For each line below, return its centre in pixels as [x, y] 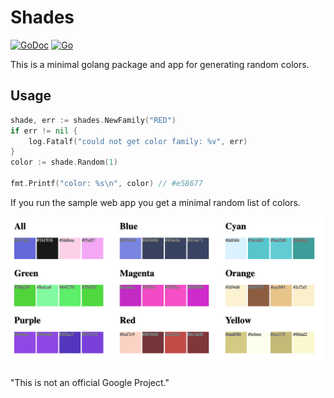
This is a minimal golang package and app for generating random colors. [160, 64]
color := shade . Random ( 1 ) [64, 162]
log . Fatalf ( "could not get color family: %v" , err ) [138, 141]
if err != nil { [44, 131]
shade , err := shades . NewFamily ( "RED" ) [93, 120]
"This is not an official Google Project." [90, 382]
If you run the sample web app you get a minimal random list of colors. [155, 202]
